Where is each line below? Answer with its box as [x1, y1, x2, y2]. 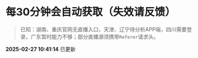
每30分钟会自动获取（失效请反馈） [5, 5, 176, 19]
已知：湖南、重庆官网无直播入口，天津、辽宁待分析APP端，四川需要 [20, 26, 187, 33]
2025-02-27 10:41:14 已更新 [5, 45, 76, 53]
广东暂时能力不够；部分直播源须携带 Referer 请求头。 [30, 33, 159, 40]
